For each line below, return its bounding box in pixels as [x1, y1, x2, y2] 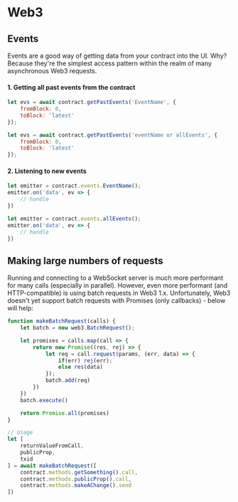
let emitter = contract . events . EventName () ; [7, 182, 141, 189]
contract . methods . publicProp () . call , [20, 475, 132, 483]
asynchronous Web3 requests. [7, 67, 97, 75]
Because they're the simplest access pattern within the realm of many [7, 59, 212, 68]
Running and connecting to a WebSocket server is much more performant [7, 273, 224, 282]
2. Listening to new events [7, 167, 87, 175]
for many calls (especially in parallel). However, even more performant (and [7, 281, 228, 290]
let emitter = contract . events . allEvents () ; [7, 215, 141, 222]
